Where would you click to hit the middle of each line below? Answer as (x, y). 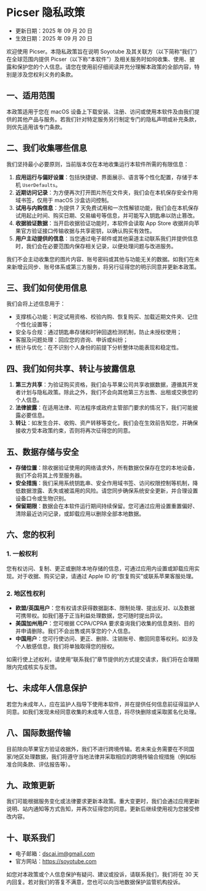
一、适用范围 (31, 96)
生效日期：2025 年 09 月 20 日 (54, 38)
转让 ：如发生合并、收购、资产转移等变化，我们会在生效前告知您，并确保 (106, 423)
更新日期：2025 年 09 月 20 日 (54, 31)
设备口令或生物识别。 (42, 498)
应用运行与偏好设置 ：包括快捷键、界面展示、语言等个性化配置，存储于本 (106, 177)
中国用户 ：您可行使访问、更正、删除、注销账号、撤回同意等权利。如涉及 (106, 638)
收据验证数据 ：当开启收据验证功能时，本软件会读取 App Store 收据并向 (105, 223)
